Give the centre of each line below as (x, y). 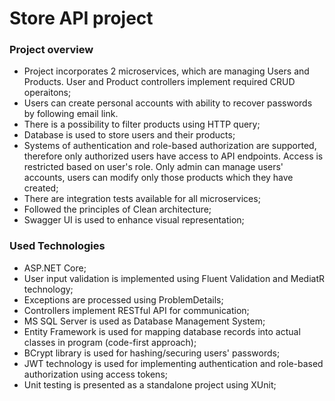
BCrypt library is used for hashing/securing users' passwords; (152, 353)
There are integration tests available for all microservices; (142, 199)
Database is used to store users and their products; (129, 135)
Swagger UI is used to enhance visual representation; (134, 220)
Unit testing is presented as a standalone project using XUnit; (150, 384)
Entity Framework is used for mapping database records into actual (162, 331)
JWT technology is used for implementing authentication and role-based (173, 363)
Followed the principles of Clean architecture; (117, 209)
